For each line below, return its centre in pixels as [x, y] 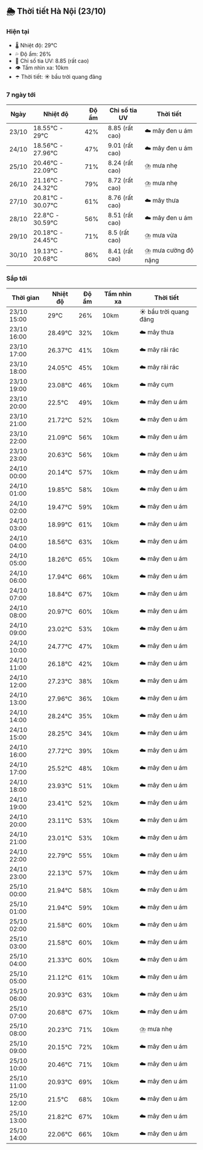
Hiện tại [18, 32]
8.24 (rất [121, 162]
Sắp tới [17, 278]
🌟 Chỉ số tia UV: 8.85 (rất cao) [52, 61]
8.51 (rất [121, 215]
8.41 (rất [121, 251]
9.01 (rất [121, 145]
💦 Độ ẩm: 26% [33, 54]
